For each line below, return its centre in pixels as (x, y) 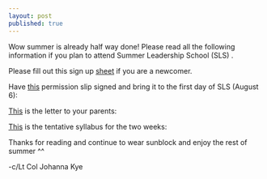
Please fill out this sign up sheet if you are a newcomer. (100, 70)
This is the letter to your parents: (63, 111)
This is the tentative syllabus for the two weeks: (88, 126)
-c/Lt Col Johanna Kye (46, 166)
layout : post (30, 16)
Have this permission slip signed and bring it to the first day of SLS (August (133, 87)
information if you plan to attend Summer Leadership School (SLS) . (121, 55)
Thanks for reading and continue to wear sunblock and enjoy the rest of (128, 142)
